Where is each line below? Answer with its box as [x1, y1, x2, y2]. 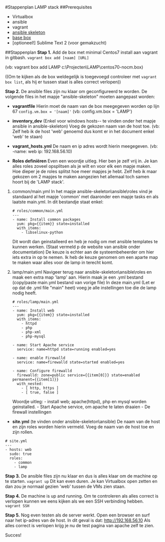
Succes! [5, 532, 22, 538]
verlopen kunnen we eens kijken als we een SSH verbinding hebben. [5, 498, 144, 504]
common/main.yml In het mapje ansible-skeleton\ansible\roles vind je [12, 189, 153, 194]
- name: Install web [12, 308, 55, 313]
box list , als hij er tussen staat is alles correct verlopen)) [5, 79, 121, 85]
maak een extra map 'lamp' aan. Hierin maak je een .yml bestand [12, 274, 143, 280]
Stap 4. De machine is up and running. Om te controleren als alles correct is [5, 493, 159, 499]
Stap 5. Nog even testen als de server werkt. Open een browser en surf [5, 512, 150, 518]
